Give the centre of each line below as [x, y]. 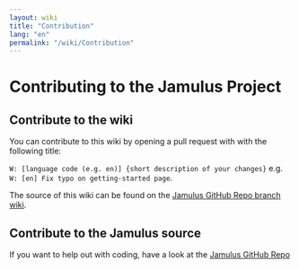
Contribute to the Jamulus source [106, 233]
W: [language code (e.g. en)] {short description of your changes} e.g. [146, 169]
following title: [35, 151]
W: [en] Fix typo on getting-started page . [91, 178]
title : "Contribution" [52, 26]
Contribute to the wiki [71, 120]
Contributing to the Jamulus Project [145, 87]
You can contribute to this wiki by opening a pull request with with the [138, 142]
